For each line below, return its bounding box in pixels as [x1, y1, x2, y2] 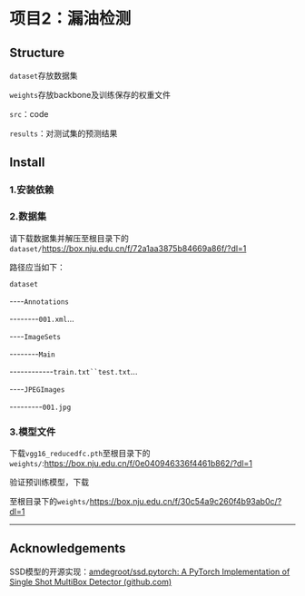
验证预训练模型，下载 [9, 476, 89, 487]
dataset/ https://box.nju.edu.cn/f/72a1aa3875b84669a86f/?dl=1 [9, 242, 247, 254]
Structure [9, 44, 65, 60]
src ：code [9, 109, 49, 119]
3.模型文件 [9, 425, 56, 438]
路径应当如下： [9, 261, 65, 272]
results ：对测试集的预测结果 [9, 128, 118, 139]
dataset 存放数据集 [9, 70, 79, 81]
